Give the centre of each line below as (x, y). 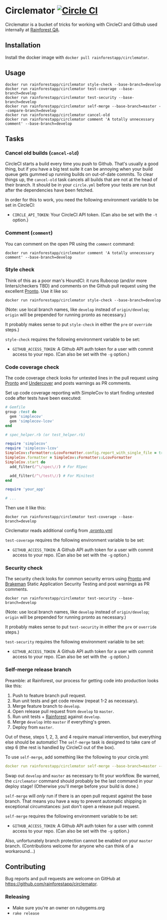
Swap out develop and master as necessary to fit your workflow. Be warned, (83, 775)
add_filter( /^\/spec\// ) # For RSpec (49, 467)
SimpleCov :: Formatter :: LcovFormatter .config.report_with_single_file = (81, 453)
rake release (26, 913)
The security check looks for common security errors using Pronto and (78, 579)
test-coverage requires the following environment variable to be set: (75, 540)
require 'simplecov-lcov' (32, 448)
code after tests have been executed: (43, 398)
